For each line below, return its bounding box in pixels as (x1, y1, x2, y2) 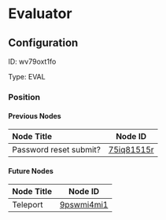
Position (8, 91, 41, 102)
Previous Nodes (8, 111, 61, 120)
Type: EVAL (8, 72, 46, 81)
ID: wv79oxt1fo (8, 57, 57, 66)
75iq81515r (108, 145, 155, 156)
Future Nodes (8, 166, 53, 175)
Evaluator (8, 5, 72, 23)
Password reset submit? (12, 145, 101, 156)
